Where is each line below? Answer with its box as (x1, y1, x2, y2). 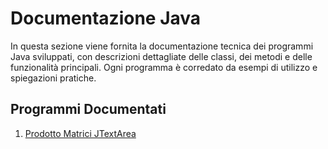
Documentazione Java (10, 7, 202, 30)
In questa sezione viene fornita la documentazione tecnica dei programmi (10, 40, 314, 52)
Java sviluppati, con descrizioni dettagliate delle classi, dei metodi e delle (10, 50, 313, 62)
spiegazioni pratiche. (10, 72, 97, 84)
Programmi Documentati (10, 101, 167, 118)
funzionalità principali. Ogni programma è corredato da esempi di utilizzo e (10, 61, 318, 73)
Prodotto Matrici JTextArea (24, 127, 137, 139)
